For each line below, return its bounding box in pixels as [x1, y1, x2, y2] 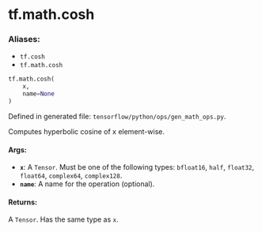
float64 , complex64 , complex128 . [19, 171, 123, 181]
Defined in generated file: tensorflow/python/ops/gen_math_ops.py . [8, 111, 226, 121]
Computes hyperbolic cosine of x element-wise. [8, 126, 165, 136]
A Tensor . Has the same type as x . [8, 215, 119, 224]
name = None [22, 90, 55, 98]
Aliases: [8, 34, 41, 45]
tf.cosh [19, 53, 45, 61]
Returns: [8, 197, 38, 207]
